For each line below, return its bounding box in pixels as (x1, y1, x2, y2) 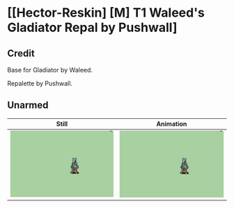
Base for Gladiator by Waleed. (7, 66, 93, 74)
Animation (156, 120, 187, 128)
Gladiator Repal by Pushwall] (7, 19, 178, 35)
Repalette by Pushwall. (7, 79, 73, 88)
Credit (7, 47, 35, 59)
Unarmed (7, 99, 49, 111)
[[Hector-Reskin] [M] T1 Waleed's (7, 5, 205, 21)
